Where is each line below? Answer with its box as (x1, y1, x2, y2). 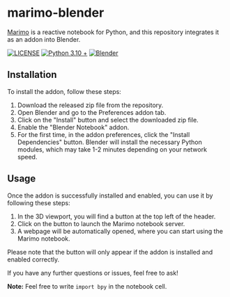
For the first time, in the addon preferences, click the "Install (17, 130, 190, 138)
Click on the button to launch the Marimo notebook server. (17, 219, 185, 227)
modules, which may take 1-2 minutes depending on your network (17, 145, 208, 154)
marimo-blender (7, 5, 105, 21)
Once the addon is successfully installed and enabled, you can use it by (7, 191, 213, 200)
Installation (7, 69, 57, 81)
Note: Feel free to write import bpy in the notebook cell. (7, 282, 167, 290)
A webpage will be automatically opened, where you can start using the (17, 227, 223, 235)
